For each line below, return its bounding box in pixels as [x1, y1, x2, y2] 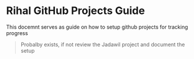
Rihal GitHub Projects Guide [6, 4, 145, 18]
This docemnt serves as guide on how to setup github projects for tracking [6, 23, 188, 30]
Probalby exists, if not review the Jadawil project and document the [20, 41, 185, 48]
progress [6, 29, 28, 36]
